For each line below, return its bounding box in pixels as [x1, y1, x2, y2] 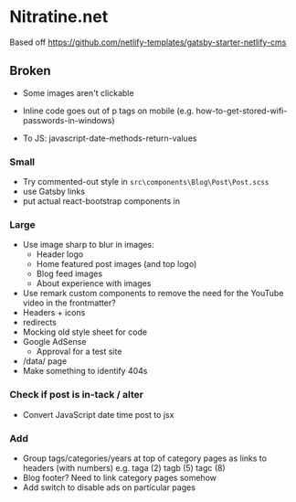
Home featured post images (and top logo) [36, 259, 197, 270]
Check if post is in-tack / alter [9, 389, 144, 401]
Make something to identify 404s [22, 366, 148, 377]
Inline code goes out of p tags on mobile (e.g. [22, 105, 195, 116]
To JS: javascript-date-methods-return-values [22, 133, 197, 144]
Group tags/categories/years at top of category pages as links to [22, 453, 268, 464]
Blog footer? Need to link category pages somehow [22, 472, 217, 483]
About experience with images [36, 278, 152, 289]
